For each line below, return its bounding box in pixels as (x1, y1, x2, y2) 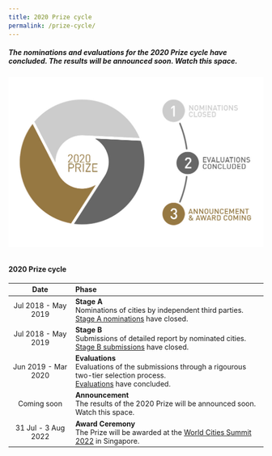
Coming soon (17, 399, 63, 408)
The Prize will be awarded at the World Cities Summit (75, 427, 253, 437)
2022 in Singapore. (75, 436, 140, 445)
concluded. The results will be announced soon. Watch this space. (8, 57, 238, 66)
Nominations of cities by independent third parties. (75, 305, 244, 315)
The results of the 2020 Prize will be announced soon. (75, 399, 257, 408)
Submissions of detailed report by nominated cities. (75, 333, 247, 343)
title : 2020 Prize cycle (8, 13, 92, 21)
